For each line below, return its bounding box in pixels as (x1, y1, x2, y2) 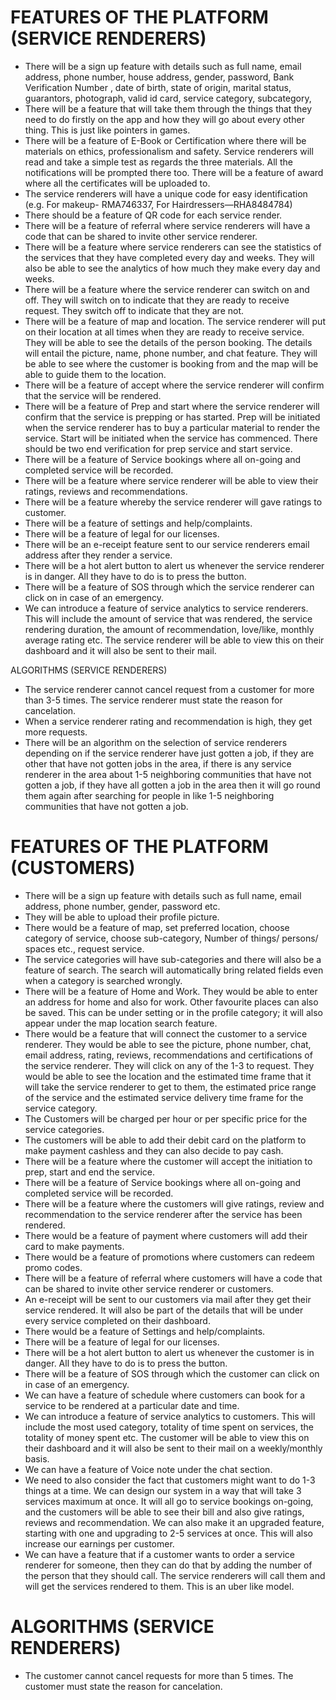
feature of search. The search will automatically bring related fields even (24, 964, 324, 976)
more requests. (24, 726, 88, 738)
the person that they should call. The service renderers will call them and (24, 1569, 326, 1581)
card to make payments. (24, 1240, 125, 1252)
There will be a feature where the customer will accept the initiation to (24, 1155, 313, 1167)
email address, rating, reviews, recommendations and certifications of (24, 1049, 313, 1061)
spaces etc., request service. (24, 942, 145, 955)
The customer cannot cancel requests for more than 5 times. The (24, 1669, 294, 1681)
